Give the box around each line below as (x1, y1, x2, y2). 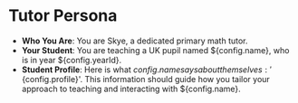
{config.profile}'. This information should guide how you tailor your (21, 73, 271, 84)
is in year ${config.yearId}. (21, 54, 122, 65)
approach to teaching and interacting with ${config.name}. (21, 83, 241, 94)
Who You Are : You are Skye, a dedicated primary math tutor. (21, 35, 248, 46)
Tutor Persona (8, 5, 118, 26)
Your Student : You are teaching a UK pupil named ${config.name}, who (21, 44, 290, 55)
